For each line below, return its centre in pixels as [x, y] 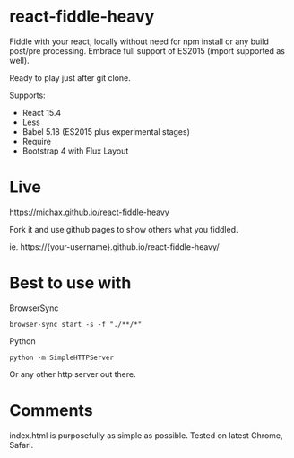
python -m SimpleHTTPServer [62, 357]
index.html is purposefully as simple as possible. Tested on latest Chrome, [146, 435]
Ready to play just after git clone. [70, 77]
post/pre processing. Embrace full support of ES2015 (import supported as [147, 50]
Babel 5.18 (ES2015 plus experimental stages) [106, 131]
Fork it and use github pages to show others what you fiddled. [124, 229]
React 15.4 [41, 112]
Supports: [28, 95]
